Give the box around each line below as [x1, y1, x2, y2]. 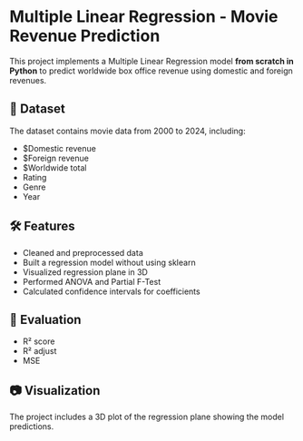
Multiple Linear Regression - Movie [9, 6, 279, 27]
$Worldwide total [22, 162, 87, 173]
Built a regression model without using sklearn [22, 257, 197, 268]
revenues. [9, 74, 47, 85]
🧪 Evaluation [9, 311, 82, 328]
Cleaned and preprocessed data [22, 247, 143, 258]
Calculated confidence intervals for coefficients [22, 286, 201, 297]
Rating [22, 171, 47, 182]
